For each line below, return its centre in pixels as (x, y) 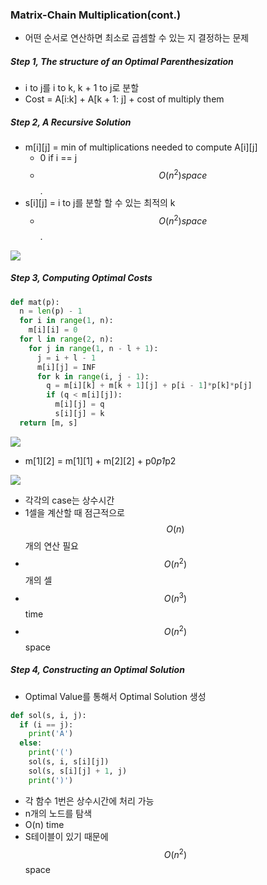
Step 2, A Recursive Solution (71, 122)
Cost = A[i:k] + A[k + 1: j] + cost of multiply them (124, 99)
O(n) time (44, 824)
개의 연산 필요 (51, 545)
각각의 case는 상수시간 (69, 500)
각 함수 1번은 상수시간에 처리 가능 (89, 800)
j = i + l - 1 (66, 358)
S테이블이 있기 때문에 (66, 836)
